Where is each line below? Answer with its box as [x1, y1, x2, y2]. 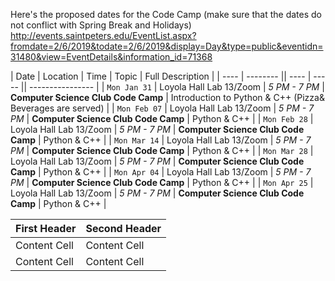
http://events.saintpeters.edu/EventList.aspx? [10, 30, 197, 41]
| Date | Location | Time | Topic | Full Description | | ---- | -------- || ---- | [10, 70, 312, 82]
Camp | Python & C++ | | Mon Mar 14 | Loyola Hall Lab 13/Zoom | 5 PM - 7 [10, 134, 312, 146]
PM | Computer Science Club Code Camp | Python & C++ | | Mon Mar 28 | [10, 145, 314, 156]
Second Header [85, 222, 162, 235]
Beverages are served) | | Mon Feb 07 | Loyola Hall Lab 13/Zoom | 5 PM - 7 [10, 102, 315, 114]
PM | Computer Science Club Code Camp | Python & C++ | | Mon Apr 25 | [10, 177, 314, 188]
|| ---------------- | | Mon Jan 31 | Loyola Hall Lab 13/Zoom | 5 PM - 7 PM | [20, 81, 325, 93]
